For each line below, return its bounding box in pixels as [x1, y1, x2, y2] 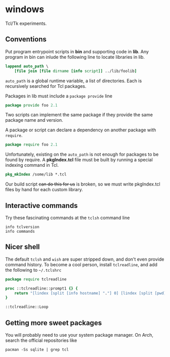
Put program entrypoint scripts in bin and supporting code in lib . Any [5, 48, 149, 54]
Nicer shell [5, 242, 40, 252]
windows [5, 4, 45, 15]
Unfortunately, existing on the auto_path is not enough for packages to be [5, 151, 159, 158]
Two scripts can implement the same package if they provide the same [5, 112, 153, 118]
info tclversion [5, 224, 39, 229]
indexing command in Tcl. [5, 162, 59, 168]
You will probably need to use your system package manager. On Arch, [5, 332, 153, 338]
